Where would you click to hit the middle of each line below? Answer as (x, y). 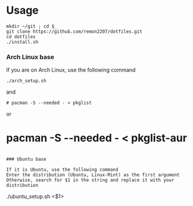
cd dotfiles (21, 36)
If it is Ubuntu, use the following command (62, 170)
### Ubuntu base (26, 159)
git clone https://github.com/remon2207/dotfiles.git (74, 31)
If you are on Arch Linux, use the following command (71, 70)
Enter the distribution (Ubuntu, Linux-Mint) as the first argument (93, 175)
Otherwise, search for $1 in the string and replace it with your (90, 180)
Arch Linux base (30, 57)
